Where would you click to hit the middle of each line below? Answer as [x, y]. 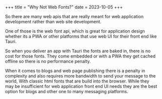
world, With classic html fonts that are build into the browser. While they [77, 81]
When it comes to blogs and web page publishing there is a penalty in [75, 71]
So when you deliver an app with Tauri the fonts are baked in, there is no [78, 51]
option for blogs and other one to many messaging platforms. [67, 91]
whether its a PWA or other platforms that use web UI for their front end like [81, 36]
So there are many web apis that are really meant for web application [74, 16]
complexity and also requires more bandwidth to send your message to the [81, 76]
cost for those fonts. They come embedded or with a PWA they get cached [80, 56]
